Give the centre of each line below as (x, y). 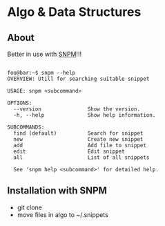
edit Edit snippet (69, 151)
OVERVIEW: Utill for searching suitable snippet (78, 79)
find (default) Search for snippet (78, 133)
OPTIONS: (20, 103)
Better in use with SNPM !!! (44, 54)
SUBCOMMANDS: (26, 127)
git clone (30, 207)
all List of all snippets (81, 158)
